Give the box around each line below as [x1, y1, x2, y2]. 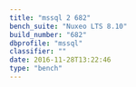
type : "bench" [9, 64, 63, 73]
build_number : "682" [9, 30, 88, 39]
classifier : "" [9, 47, 67, 56]
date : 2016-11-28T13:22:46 [9, 55, 112, 64]
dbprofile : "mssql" [9, 38, 83, 48]
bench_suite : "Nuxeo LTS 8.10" [9, 22, 128, 31]
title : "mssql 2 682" [9, 13, 92, 23]
